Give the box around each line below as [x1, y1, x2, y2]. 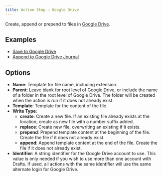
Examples [5, 35, 36, 44]
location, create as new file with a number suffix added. [19, 119, 134, 125]
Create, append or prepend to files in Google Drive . [5, 21, 111, 27]
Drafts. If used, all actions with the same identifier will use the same [12, 161, 151, 167]
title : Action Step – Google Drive [5, 7, 79, 12]
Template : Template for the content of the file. [12, 103, 108, 109]
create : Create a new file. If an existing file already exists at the [19, 113, 150, 120]
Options [5, 68, 31, 77]
